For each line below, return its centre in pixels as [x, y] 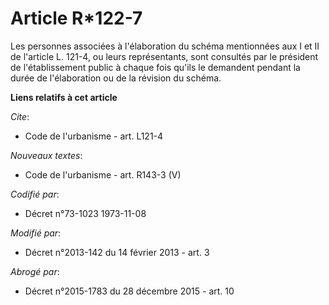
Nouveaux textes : [46, 155]
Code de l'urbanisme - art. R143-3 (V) [103, 174]
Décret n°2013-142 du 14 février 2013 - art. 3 [117, 252]
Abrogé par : [35, 271]
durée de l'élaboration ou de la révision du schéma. [116, 78]
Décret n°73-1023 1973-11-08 [85, 213]
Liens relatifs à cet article [64, 97]
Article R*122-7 [76, 18]
